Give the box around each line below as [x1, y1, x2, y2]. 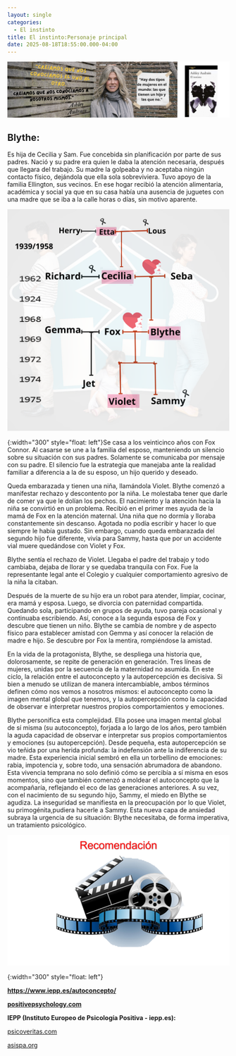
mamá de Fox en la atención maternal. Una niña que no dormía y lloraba [7, 511, 216, 520]
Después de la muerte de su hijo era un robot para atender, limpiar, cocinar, [7, 591, 226, 600]
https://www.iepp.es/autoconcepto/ [7, 986, 116, 995]
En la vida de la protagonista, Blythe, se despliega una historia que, [7, 650, 202, 658]
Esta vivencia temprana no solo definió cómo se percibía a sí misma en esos [7, 768, 229, 776]
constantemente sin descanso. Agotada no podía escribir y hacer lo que [7, 518, 217, 528]
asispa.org [7, 1041, 38, 1049]
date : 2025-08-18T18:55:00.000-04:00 [7, 41, 118, 49]
